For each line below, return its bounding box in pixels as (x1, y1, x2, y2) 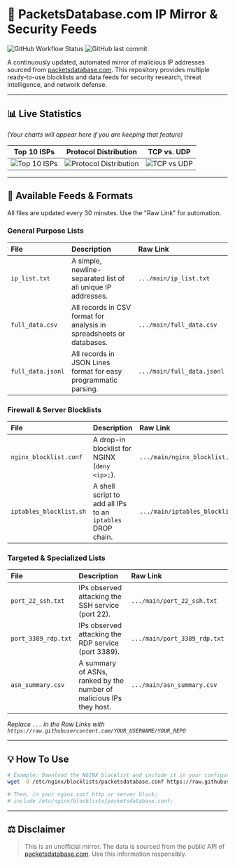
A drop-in (92, 435, 126, 444)
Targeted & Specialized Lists (7, 553, 106, 563)
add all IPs (92, 499, 127, 509)
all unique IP (71, 282, 112, 292)
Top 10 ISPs (13, 147, 55, 156)
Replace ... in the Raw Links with (7, 720, 105, 728)
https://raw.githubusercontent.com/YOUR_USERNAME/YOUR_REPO (7, 728, 187, 735)
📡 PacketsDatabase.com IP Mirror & (7, 6, 218, 22)
